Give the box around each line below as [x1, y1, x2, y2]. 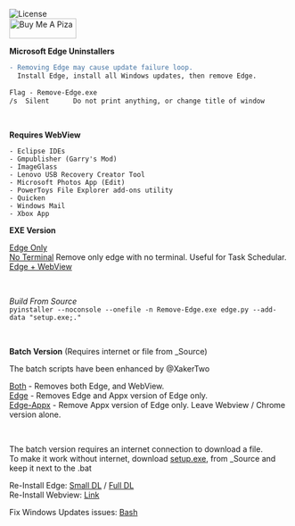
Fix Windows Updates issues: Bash [9, 507, 138, 518]
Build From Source [9, 296, 78, 307]
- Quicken [9, 194, 46, 203]
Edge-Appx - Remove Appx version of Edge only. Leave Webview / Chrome [9, 400, 286, 411]
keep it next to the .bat [9, 463, 92, 473]
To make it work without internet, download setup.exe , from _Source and [9, 454, 276, 464]
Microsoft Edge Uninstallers [9, 46, 115, 56]
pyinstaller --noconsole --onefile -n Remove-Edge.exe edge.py [9, 305, 250, 314]
